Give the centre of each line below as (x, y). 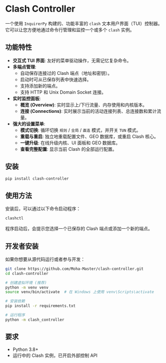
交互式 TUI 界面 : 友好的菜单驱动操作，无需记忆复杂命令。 (72, 60)
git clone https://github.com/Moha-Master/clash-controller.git (74, 269)
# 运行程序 (15, 315)
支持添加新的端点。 (40, 86)
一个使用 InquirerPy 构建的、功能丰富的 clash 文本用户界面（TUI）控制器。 (84, 23)
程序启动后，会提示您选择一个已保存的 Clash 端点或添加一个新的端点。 (79, 229)
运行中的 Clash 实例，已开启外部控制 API (55, 355)
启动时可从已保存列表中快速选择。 (56, 79)
